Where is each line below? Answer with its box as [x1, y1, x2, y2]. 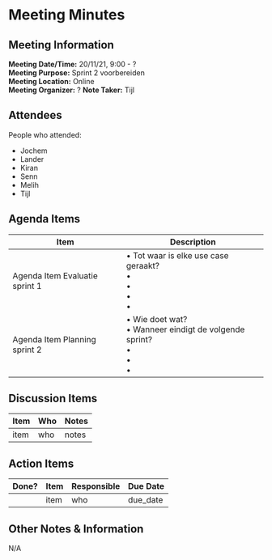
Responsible [71, 481, 121, 492]
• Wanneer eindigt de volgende [125, 324, 245, 335]
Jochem [19, 146, 48, 155]
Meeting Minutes [8, 6, 125, 24]
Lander [19, 154, 45, 163]
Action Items [8, 456, 74, 470]
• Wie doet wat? [125, 313, 188, 325]
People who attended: [8, 129, 83, 139]
